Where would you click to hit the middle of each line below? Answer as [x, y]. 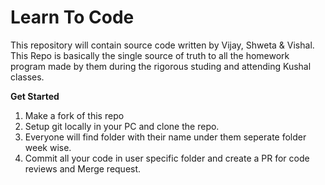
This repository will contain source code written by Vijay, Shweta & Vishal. [162, 45]
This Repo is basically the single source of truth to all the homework [150, 55]
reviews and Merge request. [83, 168]
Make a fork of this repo [74, 115]
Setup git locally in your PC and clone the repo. [122, 126]
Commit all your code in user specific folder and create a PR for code [167, 158]
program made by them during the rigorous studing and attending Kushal [161, 66]
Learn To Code [72, 17]
